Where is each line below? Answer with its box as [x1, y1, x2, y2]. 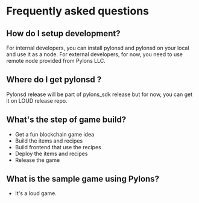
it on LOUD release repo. [6, 97, 68, 104]
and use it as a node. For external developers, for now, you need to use [6, 51, 183, 58]
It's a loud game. [14, 190, 57, 197]
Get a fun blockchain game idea [14, 130, 95, 138]
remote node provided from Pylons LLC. [6, 57, 106, 64]
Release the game [14, 156, 60, 164]
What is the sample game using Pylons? [6, 174, 160, 184]
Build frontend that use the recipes [14, 143, 101, 150]
